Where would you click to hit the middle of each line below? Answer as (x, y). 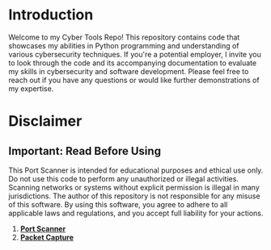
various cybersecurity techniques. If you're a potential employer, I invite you (135, 54)
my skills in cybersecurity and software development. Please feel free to (129, 71)
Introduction (51, 15)
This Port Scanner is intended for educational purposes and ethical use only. (136, 170)
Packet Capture (47, 237)
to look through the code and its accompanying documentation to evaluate (133, 63)
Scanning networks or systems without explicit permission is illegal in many (134, 187)
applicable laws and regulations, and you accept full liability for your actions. (136, 213)
